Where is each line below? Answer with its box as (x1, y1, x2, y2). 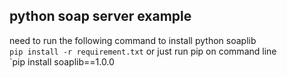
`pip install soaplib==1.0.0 (9, 55, 115, 68)
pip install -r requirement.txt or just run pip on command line (9, 45, 277, 57)
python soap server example (9, 8, 192, 25)
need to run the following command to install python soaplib (9, 34, 257, 46)
